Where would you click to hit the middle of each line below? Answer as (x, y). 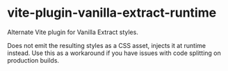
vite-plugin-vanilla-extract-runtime (112, 13)
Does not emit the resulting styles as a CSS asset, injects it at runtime (107, 45)
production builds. (33, 60)
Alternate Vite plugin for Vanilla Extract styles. (73, 32)
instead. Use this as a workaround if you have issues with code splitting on (114, 53)
